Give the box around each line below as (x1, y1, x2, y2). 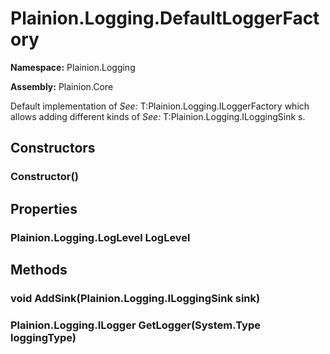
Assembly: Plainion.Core (10, 80, 114, 92)
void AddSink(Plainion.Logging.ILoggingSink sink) (10, 291, 261, 305)
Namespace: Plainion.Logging (10, 61, 136, 73)
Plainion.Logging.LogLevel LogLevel (10, 230, 191, 244)
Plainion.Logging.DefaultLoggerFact (10, 7, 320, 30)
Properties (10, 200, 78, 217)
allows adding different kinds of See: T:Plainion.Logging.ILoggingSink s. (10, 110, 306, 122)
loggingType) (10, 330, 77, 344)
